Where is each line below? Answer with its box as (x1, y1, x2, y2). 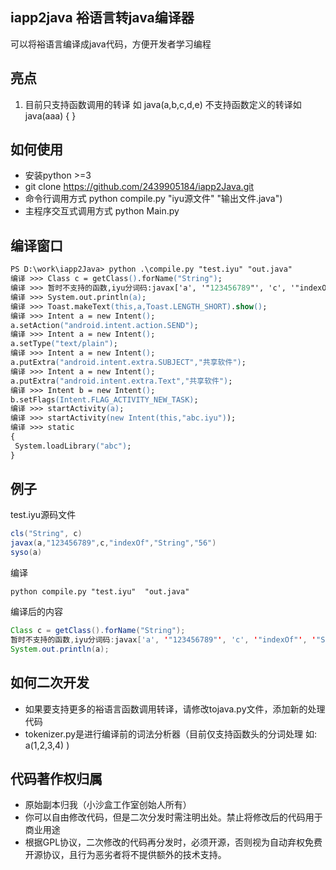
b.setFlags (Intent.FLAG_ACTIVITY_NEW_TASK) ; (10, 394, 199, 405)
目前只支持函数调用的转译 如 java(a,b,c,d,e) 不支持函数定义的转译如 (24, 98, 302, 110)
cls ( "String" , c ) (10, 529, 83, 539)
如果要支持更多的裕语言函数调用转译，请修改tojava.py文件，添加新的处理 (24, 703, 326, 715)
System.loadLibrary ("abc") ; (14, 441, 132, 451)
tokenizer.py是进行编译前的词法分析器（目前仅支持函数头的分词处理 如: (24, 728, 318, 740)
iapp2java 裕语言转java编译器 (10, 9, 195, 27)
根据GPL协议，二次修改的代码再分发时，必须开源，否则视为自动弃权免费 (24, 836, 323, 848)
